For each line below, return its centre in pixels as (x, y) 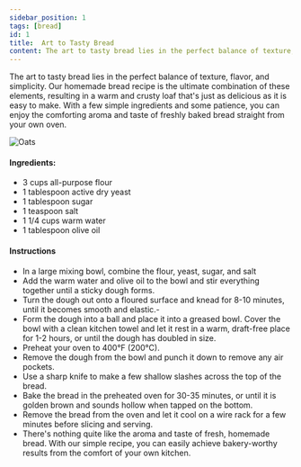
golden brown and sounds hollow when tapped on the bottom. (137, 405)
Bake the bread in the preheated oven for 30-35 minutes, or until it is (149, 395)
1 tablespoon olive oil (61, 230)
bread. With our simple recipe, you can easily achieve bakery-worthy (150, 443)
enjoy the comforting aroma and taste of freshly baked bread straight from (147, 115)
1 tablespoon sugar (58, 202)
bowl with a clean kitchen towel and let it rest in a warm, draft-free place (156, 328)
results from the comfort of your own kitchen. (106, 453)
